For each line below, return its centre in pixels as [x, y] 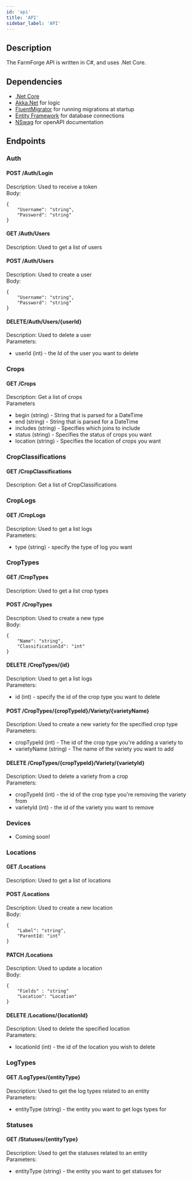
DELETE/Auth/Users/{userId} [44, 321]
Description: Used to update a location [54, 968]
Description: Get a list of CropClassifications [61, 485]
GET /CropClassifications [39, 471]
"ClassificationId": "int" [51, 646]
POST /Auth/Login [30, 173]
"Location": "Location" [47, 997]
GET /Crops [21, 383]
